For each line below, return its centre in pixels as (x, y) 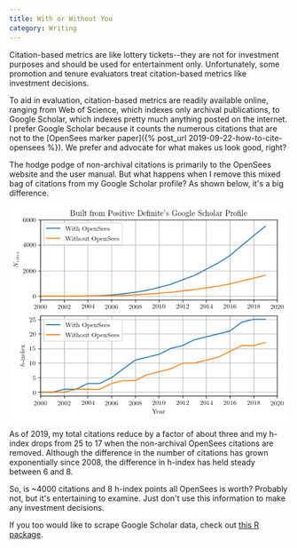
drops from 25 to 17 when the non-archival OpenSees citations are (152, 443)
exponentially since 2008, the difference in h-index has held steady (132, 463)
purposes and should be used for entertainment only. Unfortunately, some (145, 64)
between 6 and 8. (41, 472)
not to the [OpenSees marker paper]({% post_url (98, 138)
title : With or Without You (61, 19)
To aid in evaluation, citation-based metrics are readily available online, (139, 100)
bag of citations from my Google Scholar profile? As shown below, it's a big (146, 183)
